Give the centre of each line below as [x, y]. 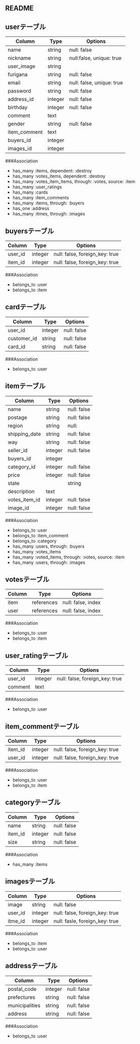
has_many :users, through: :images [49, 562]
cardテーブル [26, 307]
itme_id [16, 921]
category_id [22, 466]
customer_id [22, 338]
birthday [18, 107]
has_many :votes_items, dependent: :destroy [59, 176]
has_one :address [31, 208]
